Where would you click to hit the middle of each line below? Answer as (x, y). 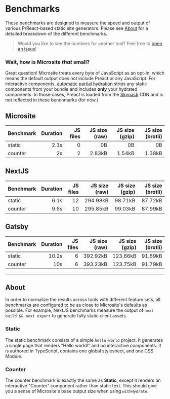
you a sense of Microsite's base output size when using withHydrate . (77, 391)
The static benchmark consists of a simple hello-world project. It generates (84, 340)
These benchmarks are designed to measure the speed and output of (78, 23)
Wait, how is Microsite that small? (48, 62)
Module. (14, 356)
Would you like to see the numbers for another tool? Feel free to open (90, 43)
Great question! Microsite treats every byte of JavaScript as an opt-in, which (85, 73)
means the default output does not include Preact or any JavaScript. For (80, 79)
